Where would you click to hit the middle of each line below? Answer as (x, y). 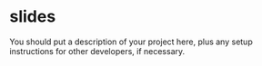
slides (33, 17)
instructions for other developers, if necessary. (97, 51)
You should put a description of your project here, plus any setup (131, 42)
